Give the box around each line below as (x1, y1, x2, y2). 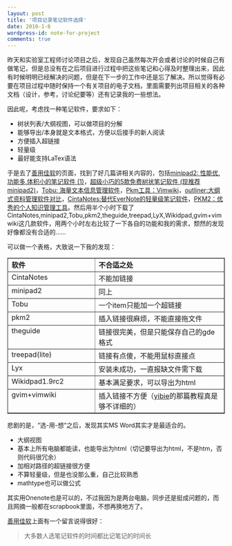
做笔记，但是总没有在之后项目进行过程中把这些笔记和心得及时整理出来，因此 (7, 64, 225, 73)
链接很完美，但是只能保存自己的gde (98, 328, 215, 337)
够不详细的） (98, 402, 140, 411)
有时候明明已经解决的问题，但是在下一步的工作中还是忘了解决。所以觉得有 (7, 73, 219, 82)
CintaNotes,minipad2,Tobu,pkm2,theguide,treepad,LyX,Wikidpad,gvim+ (7, 211, 212, 220)
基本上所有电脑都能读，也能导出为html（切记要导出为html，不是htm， (17, 444, 216, 453)
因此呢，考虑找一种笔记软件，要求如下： (7, 105, 122, 113)
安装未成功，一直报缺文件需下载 (98, 364, 202, 374)
